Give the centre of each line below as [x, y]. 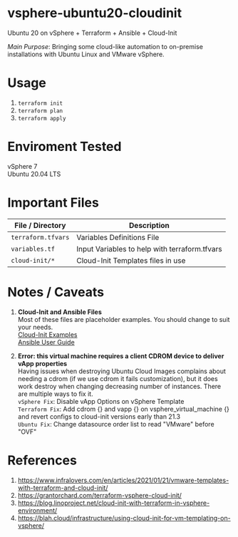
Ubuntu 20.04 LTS [34, 174]
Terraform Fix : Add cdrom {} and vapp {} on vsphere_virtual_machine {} [124, 409]
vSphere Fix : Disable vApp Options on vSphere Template [101, 401]
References [42, 460]
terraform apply [42, 118]
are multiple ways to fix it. [56, 394]
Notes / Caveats [56, 292]
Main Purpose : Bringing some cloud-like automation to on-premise [105, 46]
